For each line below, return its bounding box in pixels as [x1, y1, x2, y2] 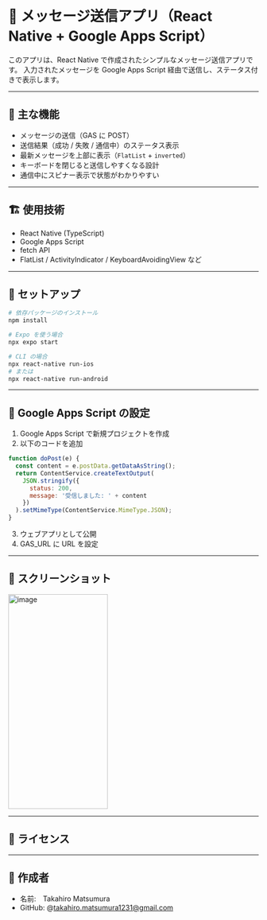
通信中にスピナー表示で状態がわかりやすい [19, 170, 160, 180]
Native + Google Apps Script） [8, 27, 214, 45]
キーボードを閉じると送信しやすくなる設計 [19, 160, 160, 169]
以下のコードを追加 [19, 439, 83, 448]
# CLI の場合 [8, 352, 48, 360]
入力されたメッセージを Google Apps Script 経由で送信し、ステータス [23, 64, 252, 74]
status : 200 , [29, 484, 73, 492]
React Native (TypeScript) [19, 228, 105, 238]
